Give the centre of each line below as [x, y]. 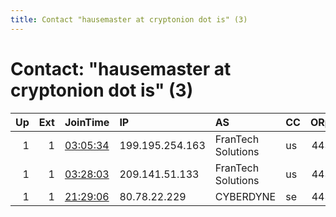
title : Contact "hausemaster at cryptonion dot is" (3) [129, 19]
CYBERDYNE [245, 196]
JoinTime [87, 122]
